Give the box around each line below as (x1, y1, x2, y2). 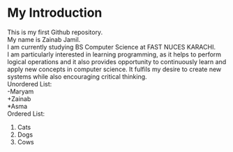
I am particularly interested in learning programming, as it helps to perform (7, 50, 222, 59)
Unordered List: (7, 79, 52, 88)
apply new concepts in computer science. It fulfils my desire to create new (7, 65, 222, 73)
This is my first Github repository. (7, 28, 103, 36)
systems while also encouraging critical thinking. (7, 72, 148, 81)
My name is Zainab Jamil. (7, 35, 81, 43)
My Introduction (7, 5, 103, 21)
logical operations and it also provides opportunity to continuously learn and (7, 57, 227, 66)
